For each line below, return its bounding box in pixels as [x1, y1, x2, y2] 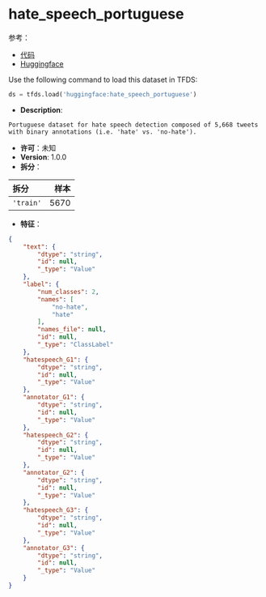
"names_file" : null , [37, 326, 107, 334]
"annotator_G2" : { [23, 468, 85, 476]
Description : [19, 104, 63, 114]
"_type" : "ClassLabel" [37, 341, 114, 349]
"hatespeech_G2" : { [23, 431, 89, 439]
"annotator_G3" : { [23, 544, 85, 552]
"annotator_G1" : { [23, 394, 85, 402]
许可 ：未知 [19, 143, 57, 152]
